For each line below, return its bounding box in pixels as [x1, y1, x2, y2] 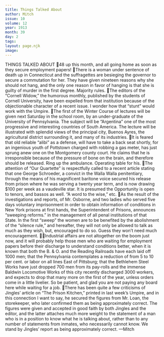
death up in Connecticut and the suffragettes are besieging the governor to [5, 72, 156, 78]
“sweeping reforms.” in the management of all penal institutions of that [5, 212, 147, 218]
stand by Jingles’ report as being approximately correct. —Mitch [5, 326, 135, 332]
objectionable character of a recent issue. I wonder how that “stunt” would [5, 103, 155, 109]
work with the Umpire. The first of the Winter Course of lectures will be [5, 108, 150, 114]
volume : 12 [5, 21, 27, 26]
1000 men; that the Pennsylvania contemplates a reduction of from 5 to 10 [5, 253, 154, 259]
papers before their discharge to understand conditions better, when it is [5, 243, 151, 249]
